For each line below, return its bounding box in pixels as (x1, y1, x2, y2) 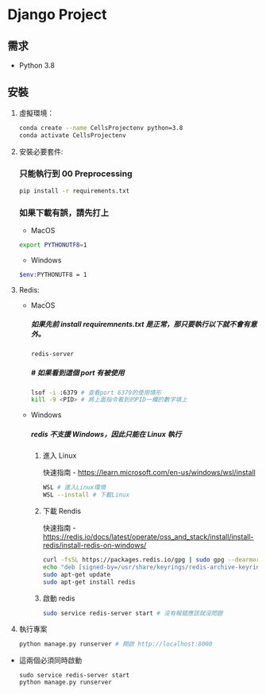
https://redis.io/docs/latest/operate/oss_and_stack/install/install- (42, 532, 254, 542)
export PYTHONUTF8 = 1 (18, 241, 87, 249)
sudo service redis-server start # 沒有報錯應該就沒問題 (42, 609, 223, 617)
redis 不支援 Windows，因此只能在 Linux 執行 (30, 429, 182, 439)
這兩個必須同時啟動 (18, 656, 83, 665)
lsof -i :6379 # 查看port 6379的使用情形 (30, 389, 162, 397)
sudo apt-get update (42, 570, 111, 578)
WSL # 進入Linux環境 (42, 484, 106, 492)
